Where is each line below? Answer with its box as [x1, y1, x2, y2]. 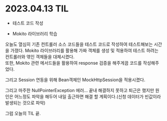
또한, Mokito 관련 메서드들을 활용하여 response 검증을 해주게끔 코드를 [5, 60, 142, 66]
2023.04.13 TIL [5, 3, 69, 14]
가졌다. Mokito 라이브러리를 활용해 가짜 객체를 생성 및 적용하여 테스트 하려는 [10, 47, 159, 53]
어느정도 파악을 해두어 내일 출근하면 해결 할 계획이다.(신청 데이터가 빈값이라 [14, 93, 161, 100]
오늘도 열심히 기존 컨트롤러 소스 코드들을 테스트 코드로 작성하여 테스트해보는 [5, 41, 153, 47]
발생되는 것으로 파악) [5, 100, 46, 106]
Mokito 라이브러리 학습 [12, 30, 57, 36]
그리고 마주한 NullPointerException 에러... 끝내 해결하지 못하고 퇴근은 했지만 [5, 87, 155, 93]
